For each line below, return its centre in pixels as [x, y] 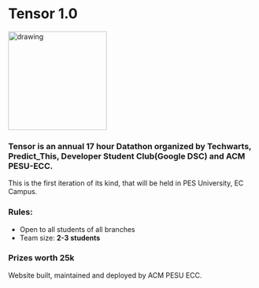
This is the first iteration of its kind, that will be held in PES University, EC [126, 183]
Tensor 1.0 [43, 14]
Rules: [20, 212]
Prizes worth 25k [41, 258]
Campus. [23, 192]
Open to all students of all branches [77, 229]
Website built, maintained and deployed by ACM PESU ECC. [105, 275]
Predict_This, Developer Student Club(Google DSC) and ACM [127, 156]
